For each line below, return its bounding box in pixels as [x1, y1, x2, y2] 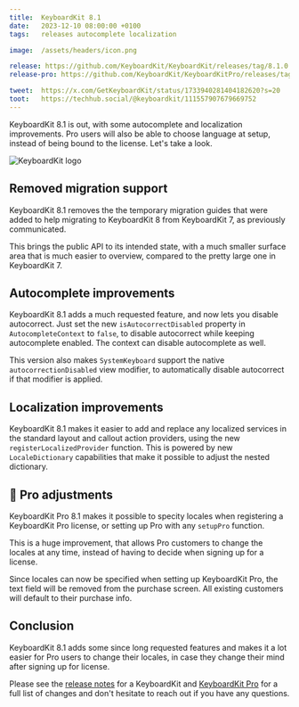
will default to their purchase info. [9, 593, 133, 603]
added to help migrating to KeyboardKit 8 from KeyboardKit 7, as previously [9, 214, 287, 225]
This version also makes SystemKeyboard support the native [9, 355, 225, 366]
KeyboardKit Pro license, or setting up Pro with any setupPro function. [9, 521, 265, 530]
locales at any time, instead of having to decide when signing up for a [9, 547, 264, 557]
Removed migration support [9, 181, 168, 196]
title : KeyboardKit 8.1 [9, 12, 101, 22]
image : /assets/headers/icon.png [9, 45, 138, 54]
